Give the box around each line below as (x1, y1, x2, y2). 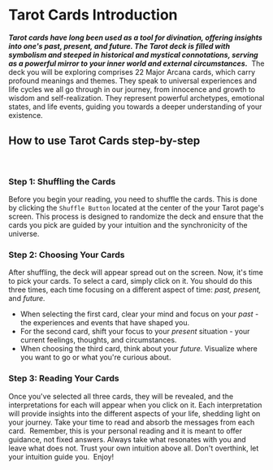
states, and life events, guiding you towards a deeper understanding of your (8, 102, 262, 111)
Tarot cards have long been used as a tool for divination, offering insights (8, 33, 262, 42)
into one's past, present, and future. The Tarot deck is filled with (8, 41, 230, 50)
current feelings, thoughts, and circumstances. (19, 335, 177, 345)
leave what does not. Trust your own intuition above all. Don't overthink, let (8, 443, 259, 453)
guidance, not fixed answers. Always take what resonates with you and (8, 434, 246, 444)
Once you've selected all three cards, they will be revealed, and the (8, 391, 234, 401)
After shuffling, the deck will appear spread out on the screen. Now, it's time (8, 268, 264, 277)
